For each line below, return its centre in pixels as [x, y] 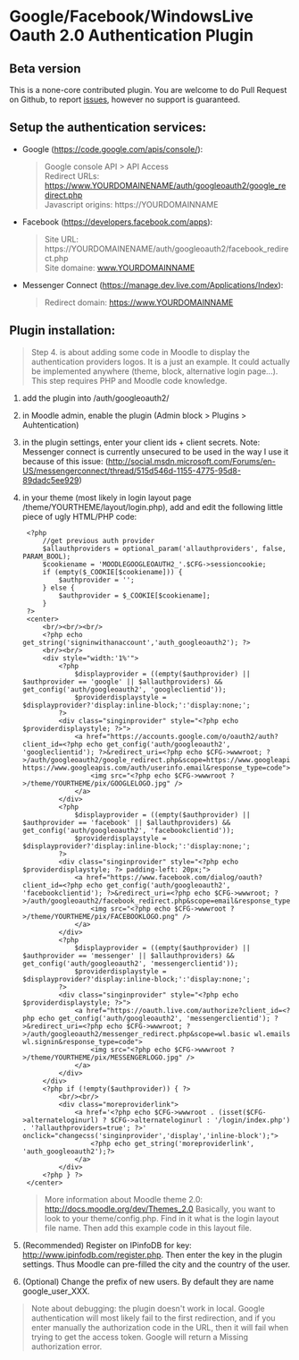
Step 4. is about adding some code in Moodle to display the [140, 352]
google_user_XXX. [56, 1291]
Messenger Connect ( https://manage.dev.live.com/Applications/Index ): [153, 285]
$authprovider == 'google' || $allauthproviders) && [122, 682]
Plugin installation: [62, 331]
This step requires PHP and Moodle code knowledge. [129, 380]
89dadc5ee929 [50, 480]
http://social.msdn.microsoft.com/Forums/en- [192, 461]
